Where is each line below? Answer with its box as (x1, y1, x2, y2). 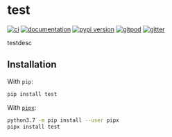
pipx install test (7, 123, 60, 130)
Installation (7, 58, 57, 71)
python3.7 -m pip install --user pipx (7, 117, 119, 124)
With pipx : (7, 103, 37, 111)
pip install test (7, 90, 58, 97)
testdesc (7, 38, 33, 47)
